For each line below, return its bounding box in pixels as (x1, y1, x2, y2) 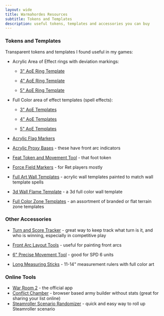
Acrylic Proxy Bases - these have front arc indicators (12, 145, 121, 151)
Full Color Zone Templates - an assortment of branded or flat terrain (12, 198, 152, 204)
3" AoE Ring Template (19, 68, 65, 74)
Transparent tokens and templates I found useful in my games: (5, 49, 133, 55)
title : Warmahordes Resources (5, 12, 68, 17)
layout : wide (5, 7, 32, 12)
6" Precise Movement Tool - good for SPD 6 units (12, 252, 114, 257)
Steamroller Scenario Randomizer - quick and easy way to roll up (12, 301, 146, 307)
